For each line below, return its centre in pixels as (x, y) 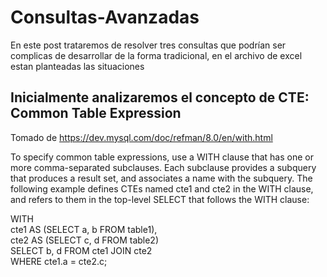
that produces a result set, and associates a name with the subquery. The (161, 178)
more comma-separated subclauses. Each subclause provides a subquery (163, 167)
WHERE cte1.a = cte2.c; (59, 261)
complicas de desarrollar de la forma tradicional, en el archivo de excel (156, 55)
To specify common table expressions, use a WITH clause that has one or (162, 157)
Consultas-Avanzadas (105, 17)
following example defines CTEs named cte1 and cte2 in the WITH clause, (162, 188)
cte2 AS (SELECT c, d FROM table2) (85, 240)
